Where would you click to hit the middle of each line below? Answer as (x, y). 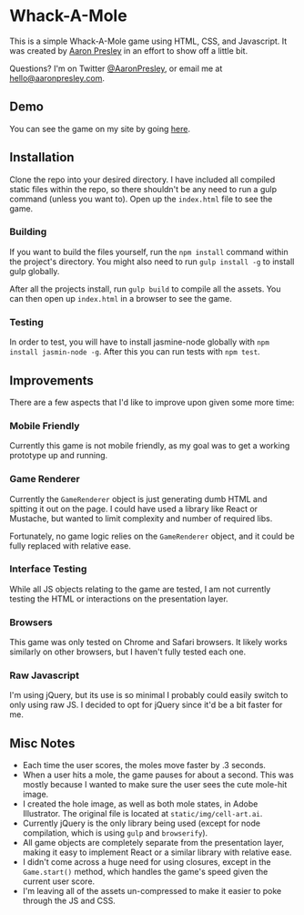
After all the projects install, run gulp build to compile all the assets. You (145, 289)
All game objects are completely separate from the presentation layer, (153, 843)
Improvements (51, 380)
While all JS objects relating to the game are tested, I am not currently (140, 589)
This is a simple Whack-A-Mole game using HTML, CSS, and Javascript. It (148, 41)
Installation (42, 157)
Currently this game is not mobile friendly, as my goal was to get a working (150, 446)
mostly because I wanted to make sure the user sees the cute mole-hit (155, 785)
